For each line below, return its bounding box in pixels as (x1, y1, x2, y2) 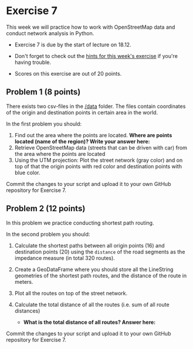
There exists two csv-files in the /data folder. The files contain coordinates (6, 103, 186, 110)
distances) (14, 307, 40, 314)
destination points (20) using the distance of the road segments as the (14, 248, 185, 255)
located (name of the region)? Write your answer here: (14, 138, 150, 145)
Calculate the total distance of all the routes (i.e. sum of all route (14, 301, 170, 308)
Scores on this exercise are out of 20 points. (14, 70, 122, 77)
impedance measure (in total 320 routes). (14, 254, 116, 262)
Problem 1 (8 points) (6, 87, 81, 97)
